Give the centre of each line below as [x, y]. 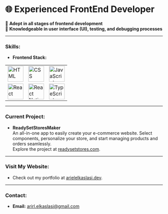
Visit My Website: [27, 167]
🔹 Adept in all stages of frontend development [54, 23]
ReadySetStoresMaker [36, 128]
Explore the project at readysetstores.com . [56, 149]
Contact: [16, 195]
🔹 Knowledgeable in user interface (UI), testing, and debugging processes [84, 29]
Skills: [13, 46]
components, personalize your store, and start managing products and [85, 138]
